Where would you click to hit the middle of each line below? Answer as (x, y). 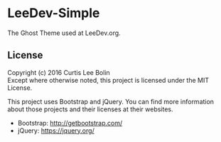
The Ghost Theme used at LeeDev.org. (64, 33)
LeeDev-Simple (54, 13)
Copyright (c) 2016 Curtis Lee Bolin (59, 72)
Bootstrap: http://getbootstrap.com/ (70, 123)
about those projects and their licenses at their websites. (90, 109)
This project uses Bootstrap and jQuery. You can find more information (111, 101)
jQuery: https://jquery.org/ (56, 131)
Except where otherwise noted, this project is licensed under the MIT (108, 80)
